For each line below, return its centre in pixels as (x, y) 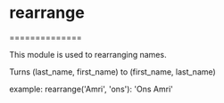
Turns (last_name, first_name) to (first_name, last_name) (112, 71)
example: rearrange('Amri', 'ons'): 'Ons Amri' (91, 89)
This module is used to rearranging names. (88, 54)
